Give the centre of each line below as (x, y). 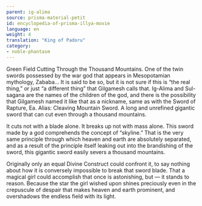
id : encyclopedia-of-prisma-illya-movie (58, 23)
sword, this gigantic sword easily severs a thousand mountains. (86, 152)
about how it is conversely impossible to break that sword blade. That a (96, 170)
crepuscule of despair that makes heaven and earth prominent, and (91, 190)
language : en (23, 29)
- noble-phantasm (28, 52)
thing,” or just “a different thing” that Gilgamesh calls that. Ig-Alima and (95, 88)
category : (19, 46)
